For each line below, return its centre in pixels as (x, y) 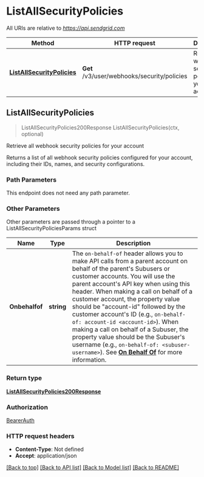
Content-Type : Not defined (49, 449)
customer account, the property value (126, 299)
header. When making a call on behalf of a (132, 292)
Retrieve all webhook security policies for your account (75, 146)
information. (89, 360)
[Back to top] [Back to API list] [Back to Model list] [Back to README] (93, 468)
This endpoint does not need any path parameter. (68, 193)
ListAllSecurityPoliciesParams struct (52, 228)
